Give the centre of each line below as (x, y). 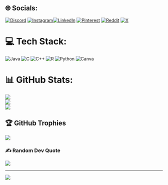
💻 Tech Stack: (36, 41)
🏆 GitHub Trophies (36, 123)
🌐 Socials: (21, 8)
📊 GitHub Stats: (39, 80)
